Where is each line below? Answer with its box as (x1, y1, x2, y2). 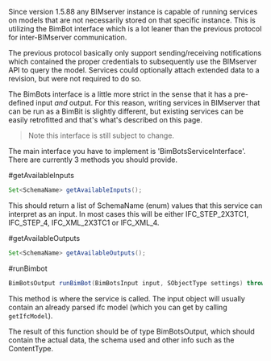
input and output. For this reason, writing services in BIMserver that (35, 98, 261, 107)
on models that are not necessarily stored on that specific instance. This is (8, 15, 256, 25)
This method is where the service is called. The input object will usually (8, 293, 246, 303)
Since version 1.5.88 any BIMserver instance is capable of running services (8, 7, 258, 16)
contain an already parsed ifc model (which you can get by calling (8, 302, 227, 312)
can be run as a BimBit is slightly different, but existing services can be (8, 106, 244, 116)
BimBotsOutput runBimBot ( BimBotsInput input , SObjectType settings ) (8, 279, 244, 287)
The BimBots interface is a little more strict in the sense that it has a (8, 89, 232, 99)
